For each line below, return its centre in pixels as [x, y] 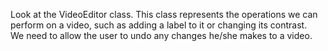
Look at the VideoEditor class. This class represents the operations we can [164, 14]
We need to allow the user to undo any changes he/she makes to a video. [161, 35]
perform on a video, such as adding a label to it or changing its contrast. [159, 25]
